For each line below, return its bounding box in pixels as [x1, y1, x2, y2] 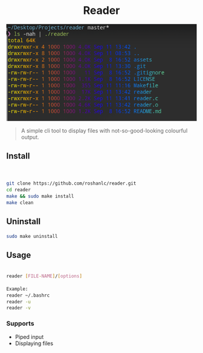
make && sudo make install [6, 193, 74, 199]
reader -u [6, 299, 31, 305]
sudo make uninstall [6, 233, 59, 239]
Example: [6, 286, 28, 292]
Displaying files [14, 340, 53, 347]
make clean [6, 199, 34, 206]
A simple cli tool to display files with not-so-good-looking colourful [21, 127, 188, 134]
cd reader [6, 187, 31, 193]
